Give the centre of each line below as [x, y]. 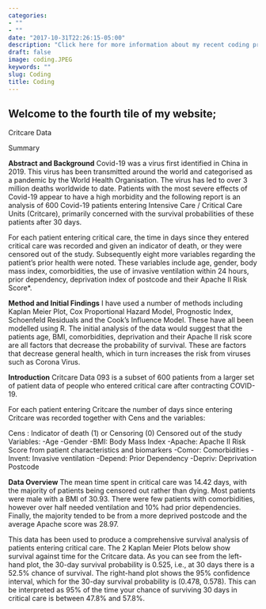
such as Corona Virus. [44, 362]
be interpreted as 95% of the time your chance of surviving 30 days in [123, 590]
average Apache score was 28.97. [63, 524]
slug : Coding [30, 74]
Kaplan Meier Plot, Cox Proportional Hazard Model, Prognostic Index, [121, 312]
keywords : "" [30, 67]
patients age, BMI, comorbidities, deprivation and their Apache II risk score [130, 337]
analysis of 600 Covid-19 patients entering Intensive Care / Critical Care [125, 206]
